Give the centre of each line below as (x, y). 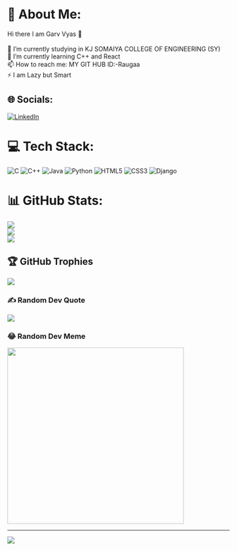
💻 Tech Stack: (51, 146)
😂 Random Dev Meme (47, 336)
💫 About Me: (44, 14)
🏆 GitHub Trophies (50, 262)
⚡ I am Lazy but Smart (39, 75)
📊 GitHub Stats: (55, 200)
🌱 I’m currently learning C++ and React (64, 56)
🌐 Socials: (30, 100)
